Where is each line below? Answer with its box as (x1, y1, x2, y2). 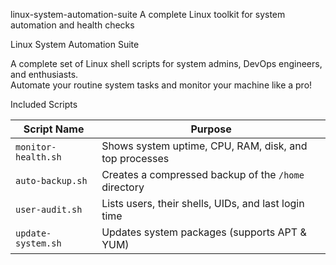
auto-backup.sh (15, 175, 88, 186)
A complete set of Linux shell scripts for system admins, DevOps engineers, (10, 58, 323, 69)
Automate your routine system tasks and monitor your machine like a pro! (10, 79, 313, 91)
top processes (101, 152, 170, 165)
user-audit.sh (15, 204, 83, 215)
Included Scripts (10, 99, 78, 110)
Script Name (23, 122, 85, 136)
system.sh (15, 238, 62, 249)
